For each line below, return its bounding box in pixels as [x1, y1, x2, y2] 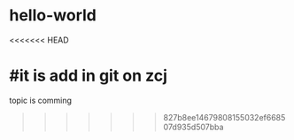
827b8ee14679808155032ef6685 [163, 112, 286, 122]
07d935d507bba [163, 121, 224, 132]
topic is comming [9, 95, 73, 105]
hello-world [9, 5, 97, 26]
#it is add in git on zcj [9, 66, 168, 86]
